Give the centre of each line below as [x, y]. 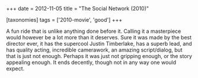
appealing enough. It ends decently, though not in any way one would [91, 62]
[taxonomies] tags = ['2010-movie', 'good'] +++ [64, 20]
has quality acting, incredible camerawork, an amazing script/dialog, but [94, 50]
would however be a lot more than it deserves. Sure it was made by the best [99, 37]
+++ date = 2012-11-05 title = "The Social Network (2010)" [78, 9]
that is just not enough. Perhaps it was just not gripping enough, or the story [99, 56]
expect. [15, 69]
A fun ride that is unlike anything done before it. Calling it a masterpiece [94, 31]
